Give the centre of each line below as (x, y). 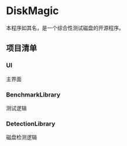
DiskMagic (32, 11)
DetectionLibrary (31, 124)
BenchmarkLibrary (33, 94)
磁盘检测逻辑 (21, 137)
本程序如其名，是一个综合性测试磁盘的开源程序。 (65, 28)
